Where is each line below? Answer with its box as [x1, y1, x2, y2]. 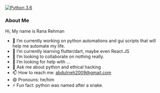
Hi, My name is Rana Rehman [5, 28, 65, 34]
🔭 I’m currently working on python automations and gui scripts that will [12, 38, 157, 44]
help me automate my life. [12, 43, 65, 49]
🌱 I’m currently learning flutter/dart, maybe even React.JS [12, 48, 130, 54]
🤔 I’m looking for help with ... [12, 59, 71, 65]
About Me [5, 17, 30, 24]
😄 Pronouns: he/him [12, 77, 54, 83]
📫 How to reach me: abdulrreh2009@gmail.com [12, 70, 112, 76]
